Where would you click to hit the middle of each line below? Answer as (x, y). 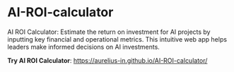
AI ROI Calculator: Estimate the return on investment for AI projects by (109, 32)
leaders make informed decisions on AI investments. (84, 47)
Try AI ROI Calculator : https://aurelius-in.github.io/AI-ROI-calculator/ (107, 60)
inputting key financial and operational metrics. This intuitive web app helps (117, 39)
